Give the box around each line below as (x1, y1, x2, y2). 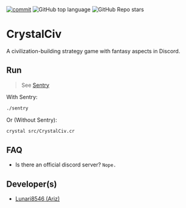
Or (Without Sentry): (6, 116, 57, 124)
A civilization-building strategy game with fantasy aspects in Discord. (6, 47, 181, 54)
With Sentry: (6, 93, 38, 100)
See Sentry (21, 81, 50, 89)
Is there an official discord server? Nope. (15, 161, 116, 168)
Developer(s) (6, 179, 57, 189)
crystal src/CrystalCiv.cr (6, 128, 75, 134)
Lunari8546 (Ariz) (15, 195, 60, 202)
